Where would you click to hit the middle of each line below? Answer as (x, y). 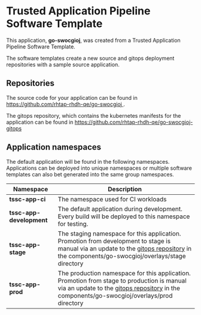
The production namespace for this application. (124, 273)
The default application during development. (120, 209)
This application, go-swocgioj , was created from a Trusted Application (93, 40)
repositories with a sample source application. (63, 65)
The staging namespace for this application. (119, 233)
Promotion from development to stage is (114, 241)
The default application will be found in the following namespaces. (88, 161)
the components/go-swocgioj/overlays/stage (122, 256)
